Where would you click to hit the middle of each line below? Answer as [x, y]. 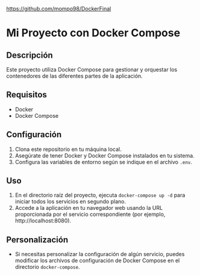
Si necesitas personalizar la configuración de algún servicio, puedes [100, 254]
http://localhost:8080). [43, 221]
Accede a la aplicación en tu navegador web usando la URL [89, 208]
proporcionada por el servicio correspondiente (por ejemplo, [90, 214]
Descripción [30, 55]
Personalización [37, 240]
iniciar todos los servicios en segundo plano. [70, 201]
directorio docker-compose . [47, 267]
